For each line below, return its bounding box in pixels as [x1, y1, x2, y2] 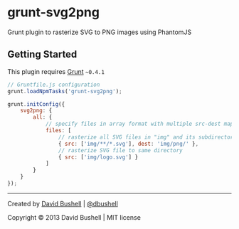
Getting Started [7, 48, 78, 60]
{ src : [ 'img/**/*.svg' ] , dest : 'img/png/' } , [58, 140, 199, 147]
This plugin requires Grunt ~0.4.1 [7, 67, 105, 75]
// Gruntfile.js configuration [7, 81, 100, 88]
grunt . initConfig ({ [7, 100, 65, 107]
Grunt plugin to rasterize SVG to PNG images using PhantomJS [7, 28, 192, 36]
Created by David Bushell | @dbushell [7, 199, 119, 208]
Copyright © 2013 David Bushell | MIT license [7, 213, 141, 221]
